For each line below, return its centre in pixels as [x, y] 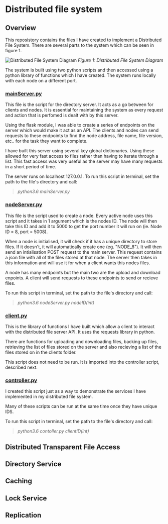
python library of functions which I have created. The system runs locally [81, 75]
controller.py [21, 380]
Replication [23, 515]
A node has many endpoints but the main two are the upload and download [83, 272]
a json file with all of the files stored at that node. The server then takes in [81, 257]
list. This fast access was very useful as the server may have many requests [84, 161]
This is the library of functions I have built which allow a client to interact [80, 326]
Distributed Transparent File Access [63, 447]
